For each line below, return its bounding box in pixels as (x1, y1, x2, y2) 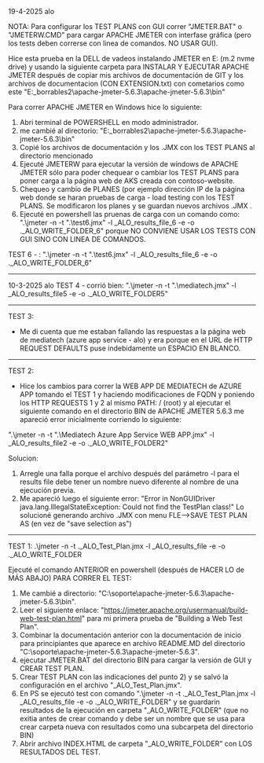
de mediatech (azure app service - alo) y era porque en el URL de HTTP (19, 336, 253, 344)
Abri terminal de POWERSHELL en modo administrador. (19, 118, 199, 127)
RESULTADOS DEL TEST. (19, 747, 101, 757)
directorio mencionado (19, 151, 93, 160)
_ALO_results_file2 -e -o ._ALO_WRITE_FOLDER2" (8, 438, 169, 447)
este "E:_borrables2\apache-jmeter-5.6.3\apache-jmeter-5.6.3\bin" (8, 87, 225, 97)
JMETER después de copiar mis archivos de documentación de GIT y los (8, 71, 244, 79)
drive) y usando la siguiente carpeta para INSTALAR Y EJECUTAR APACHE (8, 62, 250, 72)
